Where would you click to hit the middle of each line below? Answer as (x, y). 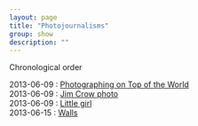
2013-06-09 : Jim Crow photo (63, 94)
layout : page (33, 17)
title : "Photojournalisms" (59, 26)
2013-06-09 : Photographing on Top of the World (99, 84)
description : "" (39, 42)
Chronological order (46, 67)
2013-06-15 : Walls (44, 113)
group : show (31, 34)
